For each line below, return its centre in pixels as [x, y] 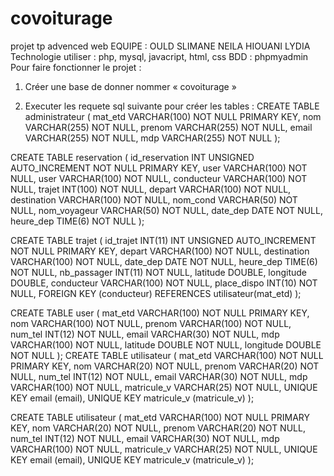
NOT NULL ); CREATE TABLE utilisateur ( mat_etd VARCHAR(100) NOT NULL [167, 355]
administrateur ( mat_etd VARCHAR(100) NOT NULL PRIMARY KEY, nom [173, 116]
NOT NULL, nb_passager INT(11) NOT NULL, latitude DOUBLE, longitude [158, 272]
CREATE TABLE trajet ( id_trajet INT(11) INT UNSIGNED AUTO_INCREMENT [163, 240]
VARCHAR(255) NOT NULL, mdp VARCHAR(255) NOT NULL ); [152, 138]
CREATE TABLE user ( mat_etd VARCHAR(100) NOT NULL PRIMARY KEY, [160, 313]
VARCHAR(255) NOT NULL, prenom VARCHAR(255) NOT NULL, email [168, 127]
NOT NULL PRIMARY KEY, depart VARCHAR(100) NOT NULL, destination [160, 251]
